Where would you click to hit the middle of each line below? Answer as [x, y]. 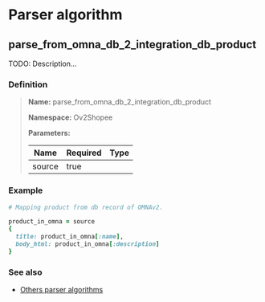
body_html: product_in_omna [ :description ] [88, 244]
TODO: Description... [43, 63]
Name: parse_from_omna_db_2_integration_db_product [119, 102]
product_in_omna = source [51, 222]
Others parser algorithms [61, 290]
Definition [28, 84]
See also [25, 272]
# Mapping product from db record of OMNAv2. [86, 207]
